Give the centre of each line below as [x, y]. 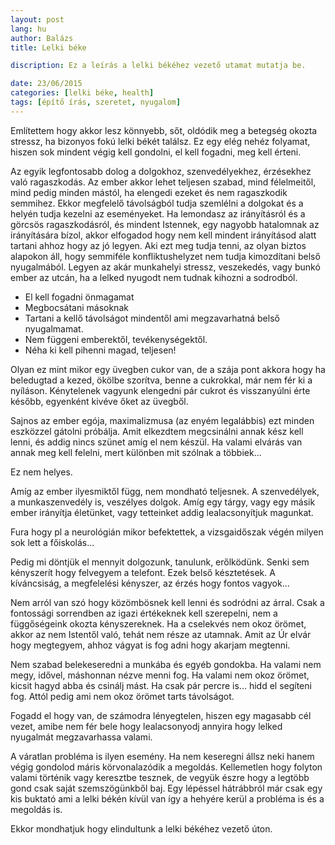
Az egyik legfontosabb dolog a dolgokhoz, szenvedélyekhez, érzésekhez [161, 171]
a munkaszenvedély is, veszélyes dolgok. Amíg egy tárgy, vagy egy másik [163, 502]
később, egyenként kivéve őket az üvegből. [99, 401]
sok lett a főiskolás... [52, 542]
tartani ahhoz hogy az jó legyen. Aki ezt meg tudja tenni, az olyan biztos [158, 245]
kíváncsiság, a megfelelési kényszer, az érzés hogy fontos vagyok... [150, 583]
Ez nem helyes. [41, 472]
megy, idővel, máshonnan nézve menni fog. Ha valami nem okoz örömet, [160, 675]
